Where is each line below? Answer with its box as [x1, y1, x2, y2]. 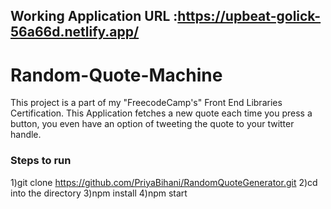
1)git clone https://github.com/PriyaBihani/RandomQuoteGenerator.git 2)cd [10, 176, 318, 188]
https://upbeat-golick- [177, 8, 322, 25]
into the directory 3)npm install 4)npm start [10, 187, 188, 199]
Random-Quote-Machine [10, 64, 223, 86]
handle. [10, 129, 42, 141]
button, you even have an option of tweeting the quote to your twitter [10, 118, 295, 130]
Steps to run [10, 154, 72, 168]
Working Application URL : [10, 8, 178, 25]
